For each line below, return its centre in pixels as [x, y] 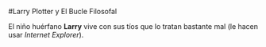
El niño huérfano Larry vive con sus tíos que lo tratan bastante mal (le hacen [133, 26]
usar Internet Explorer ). [46, 35]
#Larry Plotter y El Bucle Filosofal [63, 11]
